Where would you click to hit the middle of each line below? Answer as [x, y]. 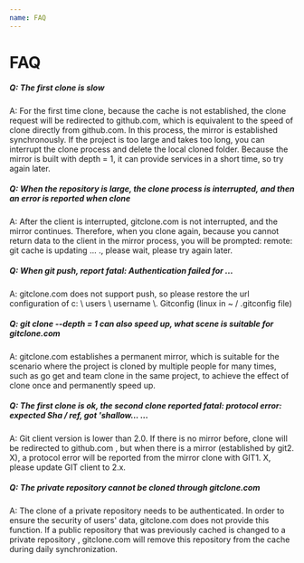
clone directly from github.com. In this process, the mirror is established [144, 130]
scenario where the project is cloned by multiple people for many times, [143, 366]
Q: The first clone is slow [57, 88]
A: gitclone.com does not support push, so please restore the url [130, 294]
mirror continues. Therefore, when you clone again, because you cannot [144, 230]
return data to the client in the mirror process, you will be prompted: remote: [151, 240]
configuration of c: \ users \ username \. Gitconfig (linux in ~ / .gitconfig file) [151, 303]
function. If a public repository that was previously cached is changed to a [148, 530]
